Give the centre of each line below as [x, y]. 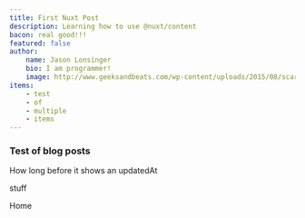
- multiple [46, 111]
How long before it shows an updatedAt [84, 171]
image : [38, 77]
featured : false [40, 43]
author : [24, 52]
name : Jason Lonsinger [69, 60]
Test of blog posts [50, 151]
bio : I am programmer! [69, 69]
